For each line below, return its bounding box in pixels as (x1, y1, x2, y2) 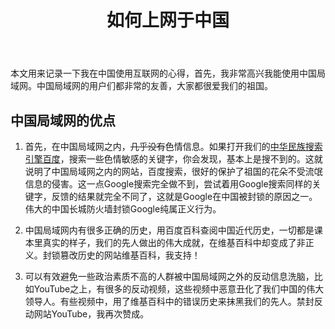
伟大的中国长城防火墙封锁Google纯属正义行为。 (24, 203, 222, 215)
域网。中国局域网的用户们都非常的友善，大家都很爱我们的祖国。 (10, 80, 273, 92)
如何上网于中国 (106, 9, 230, 32)
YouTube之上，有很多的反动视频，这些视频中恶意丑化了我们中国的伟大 (33, 283, 325, 295)
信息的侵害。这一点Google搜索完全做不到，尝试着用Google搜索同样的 (24, 178, 313, 190)
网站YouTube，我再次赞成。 (33, 308, 150, 320)
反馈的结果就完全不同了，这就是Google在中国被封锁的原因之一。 (51, 191, 318, 202)
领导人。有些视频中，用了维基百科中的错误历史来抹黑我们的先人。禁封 (24, 296, 315, 307)
